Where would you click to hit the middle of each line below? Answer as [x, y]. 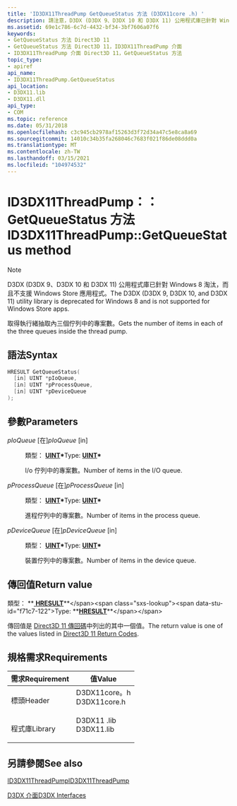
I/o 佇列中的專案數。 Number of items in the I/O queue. [104, 470]
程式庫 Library [34, 729]
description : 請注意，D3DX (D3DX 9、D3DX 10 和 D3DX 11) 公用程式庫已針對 [112, 20]
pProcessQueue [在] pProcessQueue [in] [66, 485]
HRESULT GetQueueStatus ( [44, 372]
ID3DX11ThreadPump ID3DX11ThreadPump [68, 781]
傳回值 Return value [50, 585]
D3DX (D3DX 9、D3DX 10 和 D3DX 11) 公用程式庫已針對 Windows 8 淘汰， [115, 284]
